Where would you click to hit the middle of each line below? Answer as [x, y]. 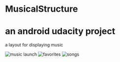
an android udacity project [60, 31]
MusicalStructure [42, 9]
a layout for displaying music [34, 45]
